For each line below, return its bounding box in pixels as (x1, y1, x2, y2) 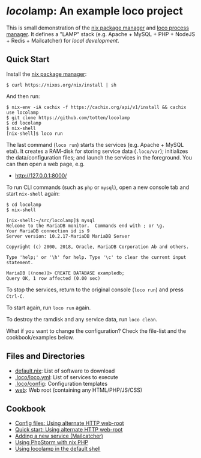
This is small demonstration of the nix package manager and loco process (6, 24, 189, 31)
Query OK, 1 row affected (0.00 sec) (6, 275, 101, 281)
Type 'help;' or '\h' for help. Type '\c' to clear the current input (6, 254, 187, 260)
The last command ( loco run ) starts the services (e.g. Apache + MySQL (6, 141, 184, 148)
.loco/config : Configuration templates (14, 380, 108, 387)
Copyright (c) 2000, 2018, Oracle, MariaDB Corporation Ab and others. (6, 244, 189, 250)
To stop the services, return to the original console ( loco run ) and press (6, 286, 184, 293)
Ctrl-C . (6, 292, 24, 299)
